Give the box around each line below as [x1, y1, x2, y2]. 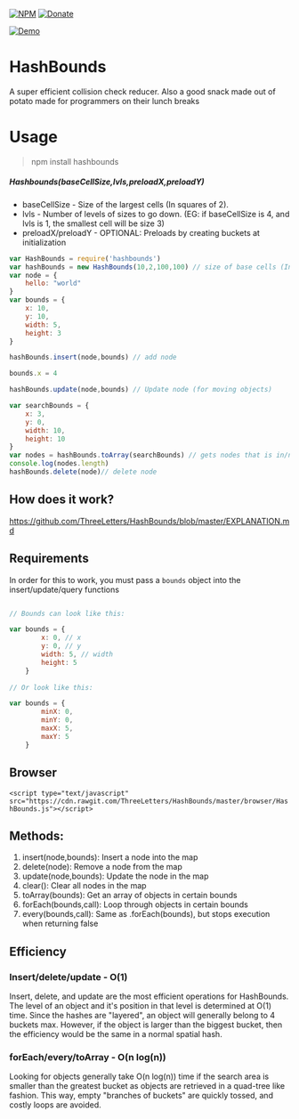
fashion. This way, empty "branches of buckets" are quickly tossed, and [9, 1091, 274, 1101]
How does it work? [9, 492, 115, 507]
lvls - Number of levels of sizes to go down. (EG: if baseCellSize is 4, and [21, 208, 290, 219]
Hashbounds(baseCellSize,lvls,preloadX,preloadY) [9, 176, 205, 187]
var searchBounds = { [9, 401, 90, 410]
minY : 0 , [41, 716, 74, 725]
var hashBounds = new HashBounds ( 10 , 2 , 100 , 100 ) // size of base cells [9, 263, 277, 272]
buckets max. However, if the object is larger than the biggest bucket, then [9, 1019, 283, 1030]
